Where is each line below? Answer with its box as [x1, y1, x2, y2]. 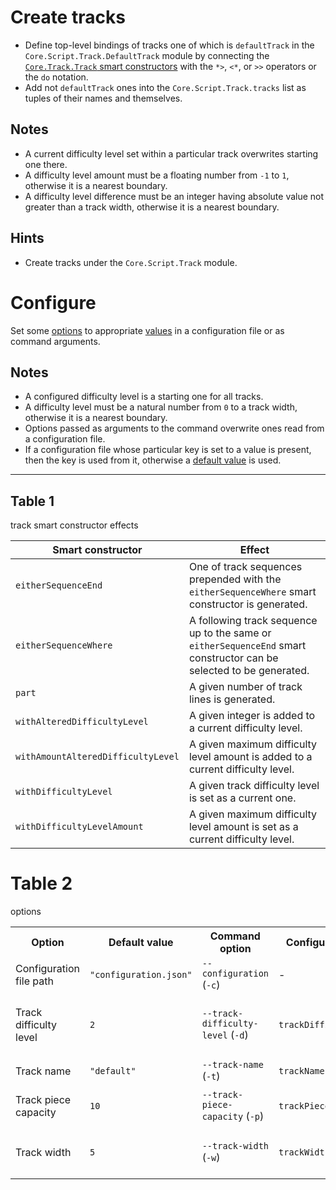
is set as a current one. [188, 791, 297, 805]
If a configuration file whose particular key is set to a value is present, [24, 444, 312, 456]
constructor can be [188, 651, 279, 665]
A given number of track [188, 680, 303, 694]
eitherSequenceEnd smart [188, 639, 307, 653]
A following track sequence [188, 614, 318, 628]
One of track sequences [188, 560, 303, 574]
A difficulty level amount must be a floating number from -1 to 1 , [24, 169, 290, 181]
